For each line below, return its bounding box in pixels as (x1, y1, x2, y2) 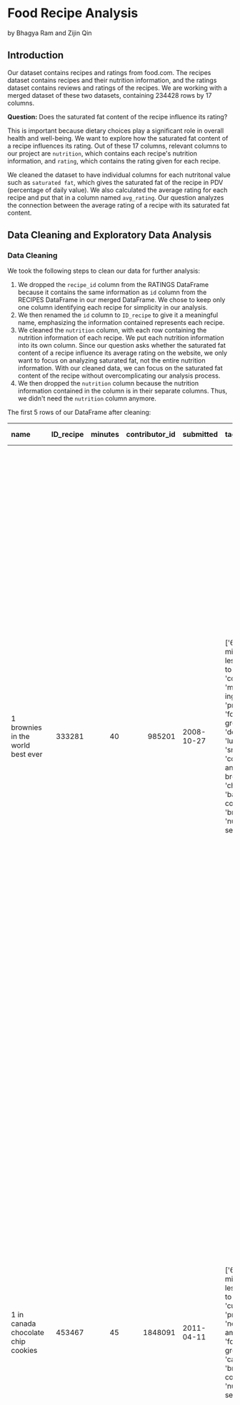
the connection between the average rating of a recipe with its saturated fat (7, 201, 230, 209)
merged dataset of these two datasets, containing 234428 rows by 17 (7, 91, 212, 99)
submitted (182, 430, 219, 440)
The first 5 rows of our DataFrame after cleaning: (7, 408, 151, 417)
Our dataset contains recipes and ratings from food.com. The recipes (7, 68, 211, 76)
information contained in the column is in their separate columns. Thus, (17, 387, 228, 396)
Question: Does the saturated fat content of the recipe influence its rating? (7, 112, 228, 121)
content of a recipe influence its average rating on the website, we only (17, 348, 227, 358)
